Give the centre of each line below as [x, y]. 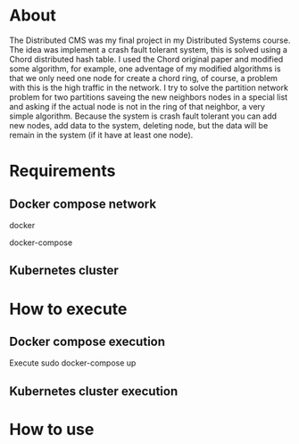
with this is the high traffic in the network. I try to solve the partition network [149, 87]
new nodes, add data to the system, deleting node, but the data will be [139, 125]
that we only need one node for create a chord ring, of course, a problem [144, 78]
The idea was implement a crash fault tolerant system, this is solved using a [149, 49]
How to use [52, 429]
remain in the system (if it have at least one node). [101, 135]
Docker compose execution [87, 341]
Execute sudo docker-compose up [73, 363]
